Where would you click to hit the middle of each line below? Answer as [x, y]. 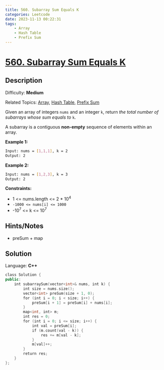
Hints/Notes [24, 226]
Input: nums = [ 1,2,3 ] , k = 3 [37, 174]
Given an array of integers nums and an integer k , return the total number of [82, 112]
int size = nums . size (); [49, 289]
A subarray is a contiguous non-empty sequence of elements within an [79, 127]
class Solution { [23, 275]
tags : [11, 24]
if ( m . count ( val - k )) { [58, 330]
